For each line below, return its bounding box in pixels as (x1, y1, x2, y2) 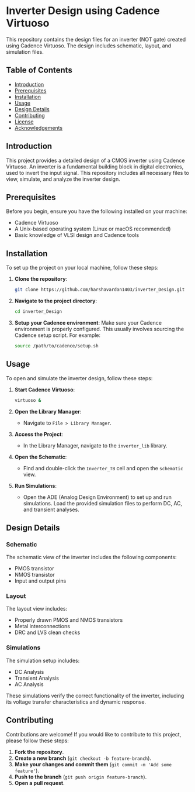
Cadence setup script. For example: (14, 332, 101, 339)
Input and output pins (14, 577, 67, 584)
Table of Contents (6, 66, 73, 75)
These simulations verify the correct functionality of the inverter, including (6, 692, 184, 699)
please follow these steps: (6, 737, 69, 744)
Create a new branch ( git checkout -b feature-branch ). (14, 755, 152, 762)
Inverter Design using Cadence (6, 4, 160, 18)
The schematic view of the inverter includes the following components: (6, 554, 177, 561)
